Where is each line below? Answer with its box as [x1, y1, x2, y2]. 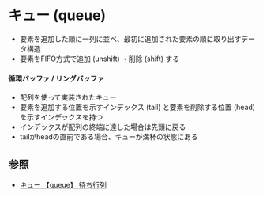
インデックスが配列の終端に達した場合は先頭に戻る [19, 123, 186, 132]
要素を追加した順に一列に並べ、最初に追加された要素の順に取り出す [19, 34, 242, 44]
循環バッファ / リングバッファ [8, 74, 105, 83]
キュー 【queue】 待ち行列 [19, 180, 107, 189]
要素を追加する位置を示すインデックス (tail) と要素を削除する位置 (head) [19, 103, 255, 112]
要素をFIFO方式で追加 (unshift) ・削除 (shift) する [19, 54, 180, 63]
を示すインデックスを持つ [19, 112, 103, 122]
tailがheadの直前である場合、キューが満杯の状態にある [19, 132, 198, 142]
